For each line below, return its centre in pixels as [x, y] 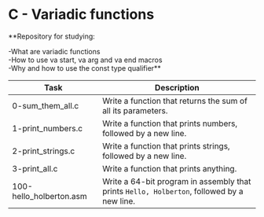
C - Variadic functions [81, 15]
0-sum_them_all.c [46, 105]
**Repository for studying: [52, 36]
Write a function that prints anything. [169, 168]
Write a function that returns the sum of [174, 101]
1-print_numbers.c [48, 128]
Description [177, 87]
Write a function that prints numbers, [170, 123]
